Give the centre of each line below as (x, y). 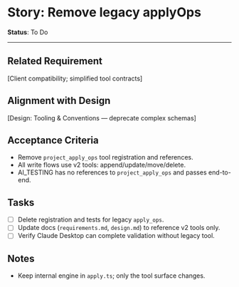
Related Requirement (55, 61)
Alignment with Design (59, 101)
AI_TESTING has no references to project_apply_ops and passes (112, 172)
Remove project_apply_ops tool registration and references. (105, 157)
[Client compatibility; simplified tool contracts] (75, 78)
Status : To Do (28, 32)
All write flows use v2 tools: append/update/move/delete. (102, 165)
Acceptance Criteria (53, 140)
